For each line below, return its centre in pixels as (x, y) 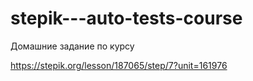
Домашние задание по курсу (72, 46)
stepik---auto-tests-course (126, 18)
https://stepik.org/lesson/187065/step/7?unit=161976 (119, 65)
